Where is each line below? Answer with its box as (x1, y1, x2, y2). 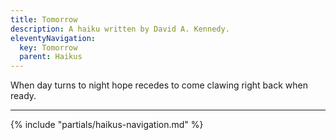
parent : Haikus (19, 52, 83, 62)
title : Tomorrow (10, 14, 78, 25)
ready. (10, 90, 37, 102)
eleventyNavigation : (10, 33, 97, 43)
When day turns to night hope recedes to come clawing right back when (10, 79, 308, 91)
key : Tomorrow (19, 42, 78, 53)
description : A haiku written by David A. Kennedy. (10, 24, 230, 34)
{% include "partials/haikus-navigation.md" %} (10, 119, 204, 131)
